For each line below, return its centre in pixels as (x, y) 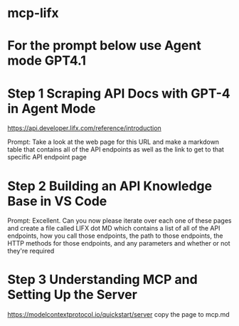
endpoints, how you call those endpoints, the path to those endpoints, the (115, 236)
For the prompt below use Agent (104, 46)
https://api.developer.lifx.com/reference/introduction (84, 128)
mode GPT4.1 (47, 61)
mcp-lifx (33, 13)
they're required (31, 251)
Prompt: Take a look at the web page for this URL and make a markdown (113, 142)
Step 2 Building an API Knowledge (110, 186)
